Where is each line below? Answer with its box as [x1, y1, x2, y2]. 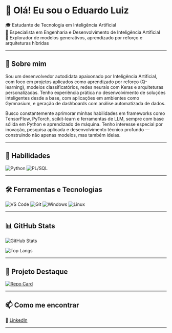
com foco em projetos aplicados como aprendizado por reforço [5, 79, 139, 85]
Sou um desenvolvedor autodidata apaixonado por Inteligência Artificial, [5, 73, 158, 79]
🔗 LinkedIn [5, 317, 28, 323]
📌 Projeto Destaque [5, 267, 68, 276]
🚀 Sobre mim [5, 60, 47, 68]
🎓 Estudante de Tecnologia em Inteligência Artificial [5, 21, 116, 28]
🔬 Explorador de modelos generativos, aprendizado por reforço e [5, 34, 143, 40]
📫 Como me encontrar [5, 301, 79, 310]
